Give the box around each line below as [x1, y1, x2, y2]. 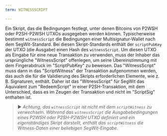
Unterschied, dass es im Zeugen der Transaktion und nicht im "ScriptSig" [5, 89, 155, 95]
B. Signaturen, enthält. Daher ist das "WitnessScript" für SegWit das [5, 78, 145, 84]
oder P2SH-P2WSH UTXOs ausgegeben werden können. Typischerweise [5, 30, 156, 36]
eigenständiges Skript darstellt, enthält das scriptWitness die [17, 120, 144, 126]
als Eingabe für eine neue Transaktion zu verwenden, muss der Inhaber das [5, 52, 160, 58]
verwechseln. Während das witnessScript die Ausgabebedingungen [17, 109, 158, 115]
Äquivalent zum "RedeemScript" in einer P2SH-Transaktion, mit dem [5, 83, 145, 90]
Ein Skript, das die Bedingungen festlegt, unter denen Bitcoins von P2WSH [5, 25, 158, 31]
